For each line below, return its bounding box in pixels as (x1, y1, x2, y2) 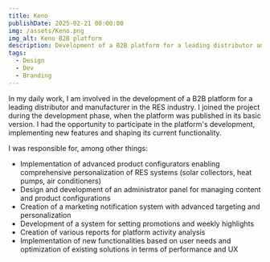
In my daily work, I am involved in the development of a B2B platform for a (8, 93, 253, 103)
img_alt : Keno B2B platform (8, 34, 103, 43)
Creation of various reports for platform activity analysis (19, 227, 206, 237)
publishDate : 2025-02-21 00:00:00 (8, 19, 125, 27)
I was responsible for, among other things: (8, 143, 149, 153)
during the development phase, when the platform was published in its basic (8, 110, 261, 121)
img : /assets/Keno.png (8, 27, 84, 35)
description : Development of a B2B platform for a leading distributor (8, 42, 253, 50)
